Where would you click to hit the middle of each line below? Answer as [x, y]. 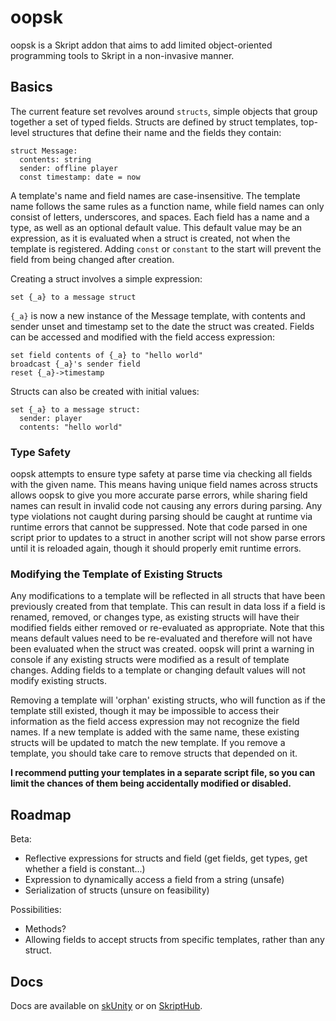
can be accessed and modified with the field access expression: [142, 337]
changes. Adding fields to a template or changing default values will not [158, 670]
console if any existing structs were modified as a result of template [150, 660]
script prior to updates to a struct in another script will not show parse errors [168, 538]
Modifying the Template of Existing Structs [116, 574]
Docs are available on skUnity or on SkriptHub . [106, 1005]
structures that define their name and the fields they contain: [156, 132]
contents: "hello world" [71, 427]
